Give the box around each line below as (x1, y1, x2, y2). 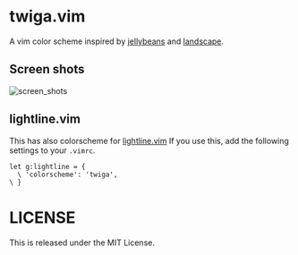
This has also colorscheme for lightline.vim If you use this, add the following (9, 135, 289, 146)
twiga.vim (9, 6, 86, 27)
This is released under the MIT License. (9, 237, 155, 248)
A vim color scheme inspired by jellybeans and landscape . (9, 36, 225, 47)
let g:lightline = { (9, 162, 87, 171)
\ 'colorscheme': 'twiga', (17, 170, 118, 179)
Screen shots (9, 62, 85, 77)
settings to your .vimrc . (9, 145, 96, 156)
